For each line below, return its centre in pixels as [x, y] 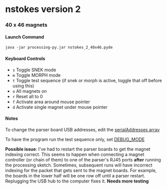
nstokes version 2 [43, 9]
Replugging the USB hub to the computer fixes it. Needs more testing [77, 181]
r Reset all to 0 [28, 96]
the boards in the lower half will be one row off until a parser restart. [75, 175]
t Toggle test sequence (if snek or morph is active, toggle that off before [87, 80]
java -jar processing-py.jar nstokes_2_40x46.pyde [59, 48]
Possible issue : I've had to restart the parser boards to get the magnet [78, 149]
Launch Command [24, 37]
